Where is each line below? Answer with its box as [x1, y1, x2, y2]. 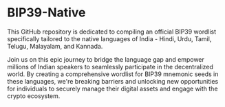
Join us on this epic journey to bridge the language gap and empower [7, 55, 205, 63]
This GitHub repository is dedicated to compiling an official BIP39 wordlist [7, 27, 217, 36]
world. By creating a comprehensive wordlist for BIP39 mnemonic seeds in [7, 70, 219, 78]
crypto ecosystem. [7, 91, 61, 100]
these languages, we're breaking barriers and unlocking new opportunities [7, 77, 219, 85]
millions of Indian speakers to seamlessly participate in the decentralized [7, 62, 213, 71]
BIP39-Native [7, 5, 86, 21]
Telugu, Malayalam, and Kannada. [7, 42, 103, 50]
